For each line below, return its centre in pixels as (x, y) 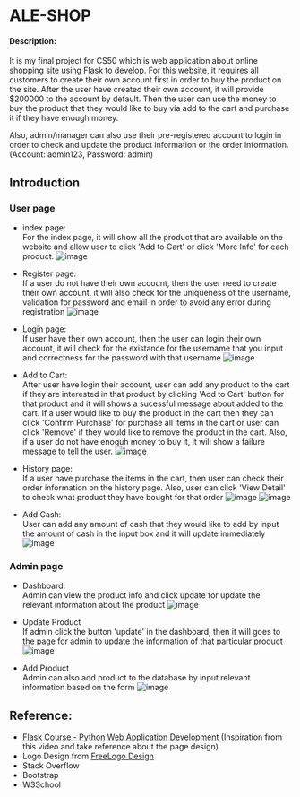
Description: (33, 40)
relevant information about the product (94, 605)
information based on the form (78, 688)
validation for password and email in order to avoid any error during (146, 302)
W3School (41, 784)
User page (32, 208)
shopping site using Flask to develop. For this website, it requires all (134, 70)
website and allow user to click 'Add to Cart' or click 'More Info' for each (155, 247)
